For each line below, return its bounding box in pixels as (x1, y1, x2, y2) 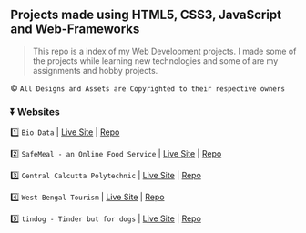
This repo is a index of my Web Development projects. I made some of (32, 46, 297, 56)
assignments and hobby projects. (32, 65, 158, 76)
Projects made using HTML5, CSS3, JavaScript (10, 7, 281, 23)
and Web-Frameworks (10, 22, 140, 37)
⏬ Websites (10, 105, 60, 117)
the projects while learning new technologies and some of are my (32, 55, 279, 66)
